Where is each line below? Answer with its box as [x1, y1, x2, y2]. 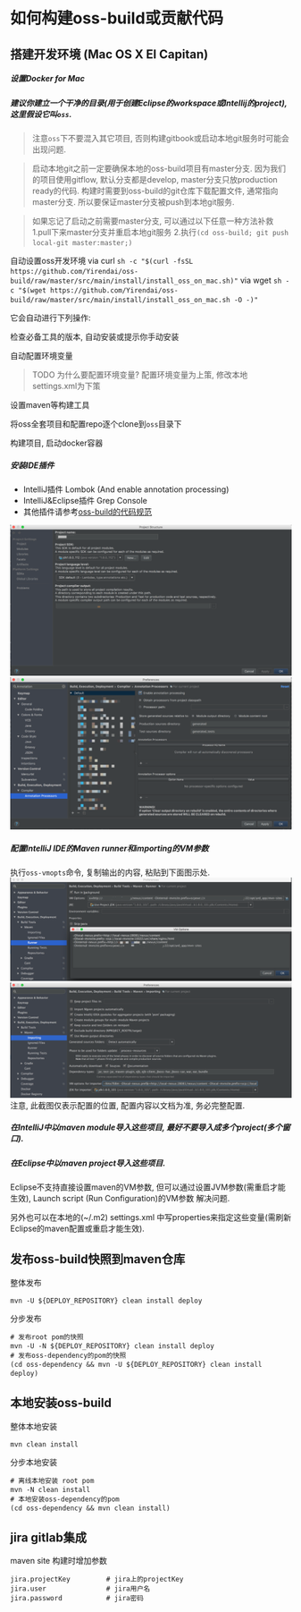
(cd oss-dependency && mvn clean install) [10, 1504, 171, 1513]
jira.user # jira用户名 [10, 1584, 151, 1593]
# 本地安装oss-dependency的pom [10, 1495, 120, 1504]
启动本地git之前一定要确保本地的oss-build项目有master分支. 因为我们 [31, 163, 287, 174]
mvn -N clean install [10, 1485, 91, 1494]
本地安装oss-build [10, 1396, 113, 1411]
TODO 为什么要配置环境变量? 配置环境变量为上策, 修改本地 [31, 369, 248, 380]
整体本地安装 [10, 1421, 57, 1431]
